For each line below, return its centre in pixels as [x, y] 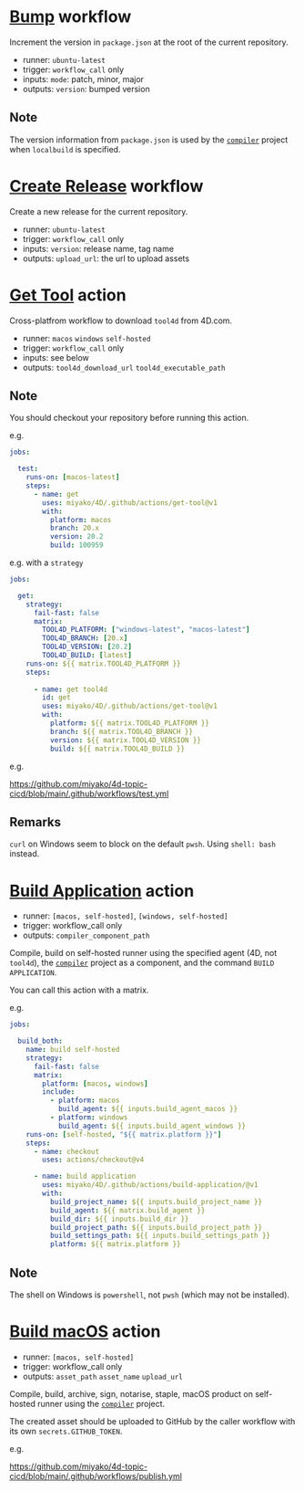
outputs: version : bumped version [86, 89]
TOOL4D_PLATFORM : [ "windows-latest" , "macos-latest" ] [146, 630]
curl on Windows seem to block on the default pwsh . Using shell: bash [142, 844]
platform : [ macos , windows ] [95, 1084]
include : [59, 1092]
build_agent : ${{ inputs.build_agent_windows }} [152, 1126]
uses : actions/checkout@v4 [93, 1160]
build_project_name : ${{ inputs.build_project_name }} [156, 1202]
